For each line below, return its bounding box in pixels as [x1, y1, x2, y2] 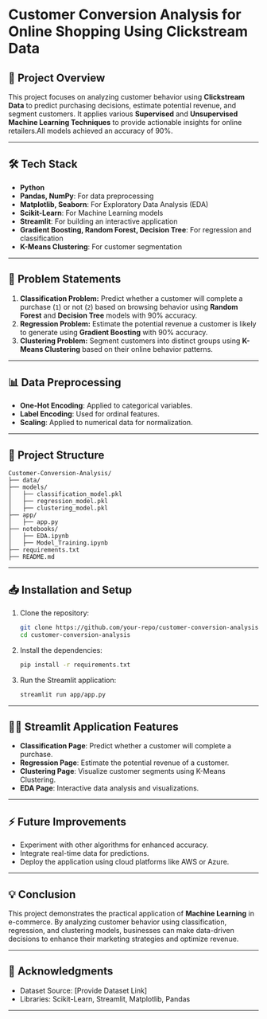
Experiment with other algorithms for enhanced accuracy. [19, 840, 209, 849]
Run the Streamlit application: [19, 675, 117, 685]
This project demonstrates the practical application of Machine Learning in [8, 909, 254, 918]
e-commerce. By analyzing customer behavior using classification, [8, 917, 227, 927]
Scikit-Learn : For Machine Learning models [19, 208, 164, 217]
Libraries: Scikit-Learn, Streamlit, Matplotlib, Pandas [19, 994, 191, 1004]
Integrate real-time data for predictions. [19, 849, 149, 858]
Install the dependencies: [19, 645, 103, 654]
